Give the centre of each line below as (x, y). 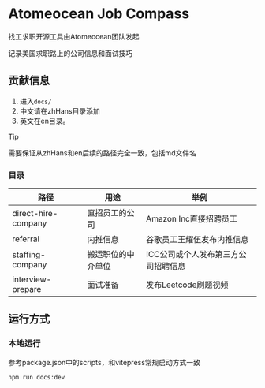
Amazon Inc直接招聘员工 (192, 219)
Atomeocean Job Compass (99, 14)
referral (26, 239)
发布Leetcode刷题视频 (187, 285)
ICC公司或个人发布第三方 (192, 255)
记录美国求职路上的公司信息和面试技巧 (70, 53)
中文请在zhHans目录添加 (60, 110)
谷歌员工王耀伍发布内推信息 (197, 240)
